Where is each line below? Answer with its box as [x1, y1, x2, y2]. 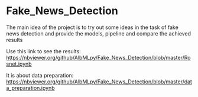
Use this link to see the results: [6, 47, 81, 54]
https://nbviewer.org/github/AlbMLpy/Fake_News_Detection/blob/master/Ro [6, 54, 191, 61]
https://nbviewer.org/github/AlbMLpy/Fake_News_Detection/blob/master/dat [6, 78, 192, 85]
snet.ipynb [6, 60, 32, 67]
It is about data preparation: [6, 72, 74, 79]
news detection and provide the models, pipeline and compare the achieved [6, 30, 191, 37]
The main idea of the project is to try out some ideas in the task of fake [6, 24, 178, 31]
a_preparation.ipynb [6, 84, 55, 91]
